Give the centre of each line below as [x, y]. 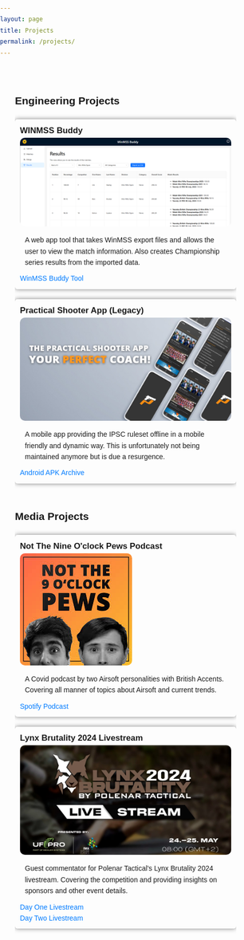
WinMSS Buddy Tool [52, 279]
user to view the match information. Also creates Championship [122, 251]
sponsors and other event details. [77, 891]
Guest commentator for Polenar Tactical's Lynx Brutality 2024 [119, 869]
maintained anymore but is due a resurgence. [95, 456]
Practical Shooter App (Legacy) [82, 310]
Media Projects [52, 517]
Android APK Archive [53, 473]
